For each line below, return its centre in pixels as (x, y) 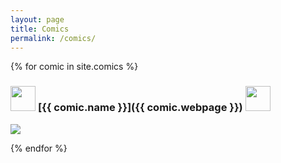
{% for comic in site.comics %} (74, 67)
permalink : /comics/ (53, 38)
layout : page (37, 19)
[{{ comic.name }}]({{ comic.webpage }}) (140, 108)
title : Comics (40, 29)
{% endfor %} (39, 148)
